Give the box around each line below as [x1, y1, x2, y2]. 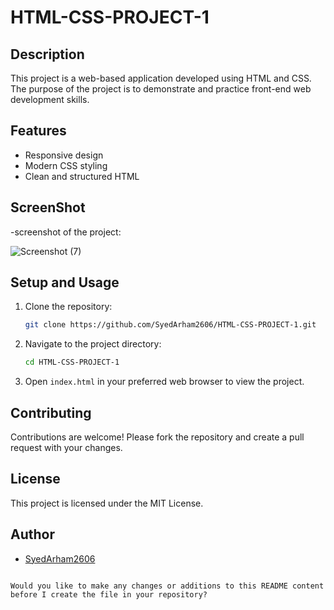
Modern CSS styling [24, 159, 108, 171]
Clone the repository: [24, 301, 113, 313]
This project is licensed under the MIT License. [10, 497, 204, 509]
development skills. [10, 94, 90, 105]
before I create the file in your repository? [10, 589, 208, 600]
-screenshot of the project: [10, 226, 122, 238]
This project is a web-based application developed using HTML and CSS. [10, 72, 312, 84]
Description [10, 46, 85, 63]
